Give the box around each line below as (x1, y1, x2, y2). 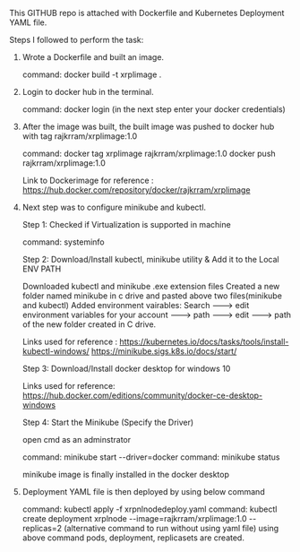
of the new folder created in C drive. (21, 319, 157, 330)
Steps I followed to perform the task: (9, 35, 144, 45)
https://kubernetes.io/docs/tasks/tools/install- (119, 336, 289, 347)
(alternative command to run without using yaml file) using (64, 523, 279, 533)
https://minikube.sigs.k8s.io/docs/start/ (90, 346, 237, 357)
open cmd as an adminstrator (21, 435, 132, 444)
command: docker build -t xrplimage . (21, 69, 162, 80)
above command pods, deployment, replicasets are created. (21, 532, 244, 543)
